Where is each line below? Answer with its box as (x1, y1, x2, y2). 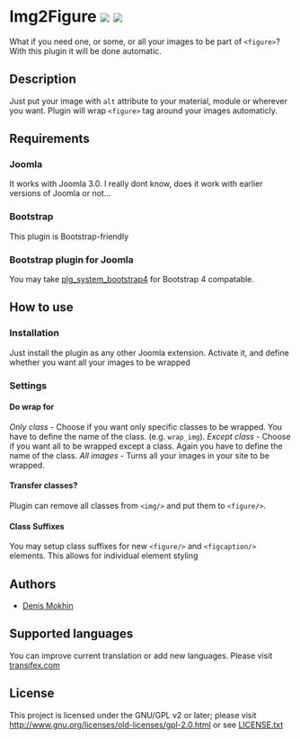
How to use (9, 299, 74, 316)
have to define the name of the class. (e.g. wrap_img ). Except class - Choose (9, 431, 291, 441)
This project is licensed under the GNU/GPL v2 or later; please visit (9, 709, 257, 720)
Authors (9, 576, 57, 592)
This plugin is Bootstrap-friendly (9, 231, 128, 242)
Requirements (9, 131, 90, 147)
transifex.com (9, 659, 60, 671)
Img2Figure (9, 6, 97, 27)
